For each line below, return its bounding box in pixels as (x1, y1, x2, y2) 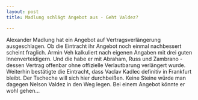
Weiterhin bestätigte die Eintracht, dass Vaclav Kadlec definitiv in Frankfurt (6, 68, 191, 75)
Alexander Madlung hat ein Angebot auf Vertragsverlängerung (6, 36, 161, 43)
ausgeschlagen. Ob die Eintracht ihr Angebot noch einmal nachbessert (6, 43, 182, 50)
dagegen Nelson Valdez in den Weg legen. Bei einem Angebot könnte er (6, 80, 185, 87)
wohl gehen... (6, 87, 40, 94)
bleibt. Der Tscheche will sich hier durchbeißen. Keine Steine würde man (6, 74, 187, 81)
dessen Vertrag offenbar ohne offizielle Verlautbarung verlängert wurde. (6, 61, 186, 69)
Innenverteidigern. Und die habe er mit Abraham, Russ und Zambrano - (6, 55, 183, 62)
